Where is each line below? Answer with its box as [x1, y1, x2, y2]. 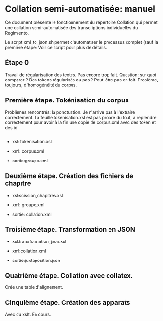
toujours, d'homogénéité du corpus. [5, 82, 77, 88]
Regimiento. [5, 30, 29, 36]
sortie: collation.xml [12, 211, 52, 217]
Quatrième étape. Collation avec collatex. [5, 271, 133, 280]
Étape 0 [5, 59, 29, 67]
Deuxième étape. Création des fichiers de [5, 172, 134, 180]
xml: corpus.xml [12, 148, 45, 154]
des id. [5, 124, 19, 130]
